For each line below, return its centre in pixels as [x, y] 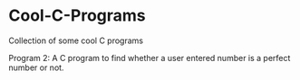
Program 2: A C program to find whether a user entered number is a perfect [150, 58]
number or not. [36, 67]
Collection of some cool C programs [76, 40]
